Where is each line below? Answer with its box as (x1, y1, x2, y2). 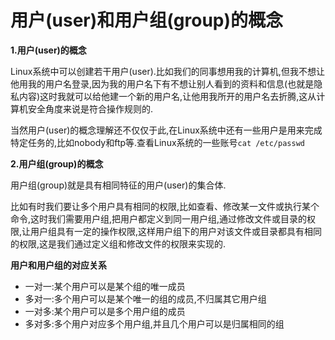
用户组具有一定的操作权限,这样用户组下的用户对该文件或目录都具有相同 (30, 225, 323, 237)
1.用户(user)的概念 (10, 44, 87, 56)
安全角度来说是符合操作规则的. (27, 102, 154, 115)
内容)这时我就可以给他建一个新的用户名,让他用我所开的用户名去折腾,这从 (18, 90, 317, 102)
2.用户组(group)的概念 (10, 157, 104, 170)
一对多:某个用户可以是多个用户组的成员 (24, 305, 186, 317)
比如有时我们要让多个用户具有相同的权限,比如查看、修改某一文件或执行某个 (10, 200, 320, 212)
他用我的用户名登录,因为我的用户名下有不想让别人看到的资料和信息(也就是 (10, 77, 315, 90)
